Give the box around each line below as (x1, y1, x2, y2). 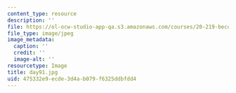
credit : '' (13, 50, 46, 57)
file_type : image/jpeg (7, 29, 74, 37)
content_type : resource (7, 10, 77, 17)
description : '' (7, 17, 55, 24)
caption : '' (13, 43, 49, 50)
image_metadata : (7, 36, 55, 43)
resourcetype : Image (7, 62, 68, 69)
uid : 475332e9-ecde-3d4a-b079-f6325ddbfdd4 (7, 75, 137, 83)
